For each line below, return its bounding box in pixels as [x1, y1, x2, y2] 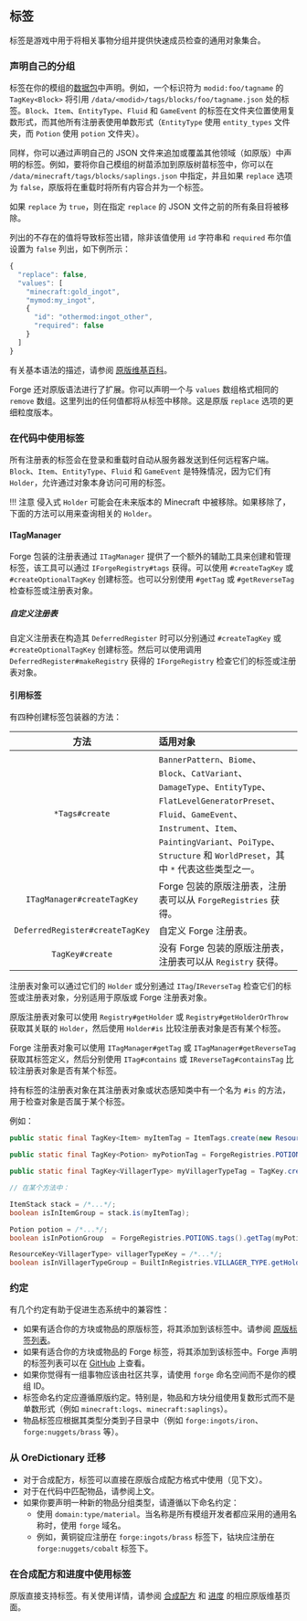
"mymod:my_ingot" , [26, 295, 96, 304]
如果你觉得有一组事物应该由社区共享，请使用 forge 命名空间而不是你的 [22, 1370, 289, 1381]
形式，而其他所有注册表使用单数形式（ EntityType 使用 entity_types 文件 [16, 117, 291, 128]
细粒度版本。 [9, 406, 58, 418]
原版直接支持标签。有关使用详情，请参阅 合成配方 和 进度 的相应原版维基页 [9, 1590, 291, 1602]
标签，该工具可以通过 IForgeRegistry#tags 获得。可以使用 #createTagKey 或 [9, 562, 294, 573]
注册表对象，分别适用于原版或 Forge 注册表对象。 [25, 992, 212, 1003]
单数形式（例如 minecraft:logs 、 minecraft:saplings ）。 [22, 1403, 233, 1414]
